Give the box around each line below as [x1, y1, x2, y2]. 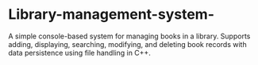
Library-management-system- [8, 5, 214, 23]
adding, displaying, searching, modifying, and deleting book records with [8, 39, 248, 49]
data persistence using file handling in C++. [8, 48, 151, 57]
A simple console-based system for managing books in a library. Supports [8, 31, 251, 41]
